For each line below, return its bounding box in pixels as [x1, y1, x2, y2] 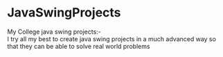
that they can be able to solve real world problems [7, 42, 150, 50]
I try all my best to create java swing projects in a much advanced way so [7, 34, 217, 43]
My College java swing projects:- [7, 27, 102, 36]
